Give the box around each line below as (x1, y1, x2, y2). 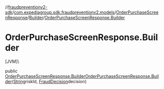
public (5, 68, 18, 74)
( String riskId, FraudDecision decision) (12, 78, 87, 84)
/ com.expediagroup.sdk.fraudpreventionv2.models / (12, 9, 117, 15)
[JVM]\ (5, 59, 20, 64)
